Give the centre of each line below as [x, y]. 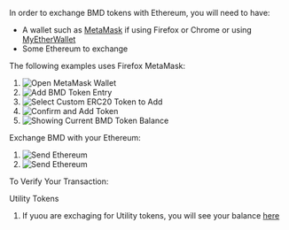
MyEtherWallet [49, 39]
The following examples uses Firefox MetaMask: [98, 66]
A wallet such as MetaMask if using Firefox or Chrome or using [137, 30]
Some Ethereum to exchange [75, 49]
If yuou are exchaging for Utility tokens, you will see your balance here [151, 215]
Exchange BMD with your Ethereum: [75, 138]
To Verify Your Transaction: [59, 181]
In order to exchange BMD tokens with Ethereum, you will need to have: [140, 13]
